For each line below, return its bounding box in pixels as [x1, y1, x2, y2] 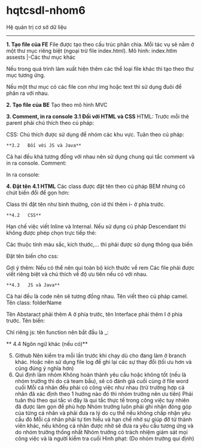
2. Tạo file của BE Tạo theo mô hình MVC [6, 101, 108, 108]
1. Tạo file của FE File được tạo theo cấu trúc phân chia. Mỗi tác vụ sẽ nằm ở [6, 40, 194, 48]
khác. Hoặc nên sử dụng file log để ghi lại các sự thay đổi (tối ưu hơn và [14, 358, 192, 365]
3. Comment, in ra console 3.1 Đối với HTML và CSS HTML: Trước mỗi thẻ [6, 112, 190, 120]
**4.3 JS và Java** [6, 282, 60, 288]
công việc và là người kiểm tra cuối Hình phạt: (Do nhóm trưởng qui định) [14, 435, 194, 442]
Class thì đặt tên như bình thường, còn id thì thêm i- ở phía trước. [6, 201, 166, 208]
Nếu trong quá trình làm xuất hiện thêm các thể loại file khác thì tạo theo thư [6, 65, 194, 72]
